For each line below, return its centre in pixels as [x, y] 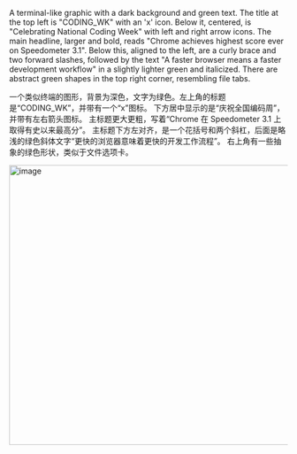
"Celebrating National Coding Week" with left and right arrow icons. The [141, 31]
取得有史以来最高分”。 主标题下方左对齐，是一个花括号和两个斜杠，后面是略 [148, 130]
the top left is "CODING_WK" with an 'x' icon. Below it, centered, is [130, 22]
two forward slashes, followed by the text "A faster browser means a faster [145, 60]
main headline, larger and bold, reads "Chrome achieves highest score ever [147, 41]
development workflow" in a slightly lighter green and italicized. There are [144, 69]
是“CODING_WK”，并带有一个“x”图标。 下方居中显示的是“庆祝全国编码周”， [147, 108]
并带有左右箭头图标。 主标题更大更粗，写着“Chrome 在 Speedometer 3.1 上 [145, 119]
